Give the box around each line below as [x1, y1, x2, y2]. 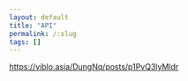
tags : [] [9, 37, 41, 47]
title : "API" [9, 21, 57, 30]
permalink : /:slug [9, 29, 77, 38]
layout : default [9, 12, 69, 22]
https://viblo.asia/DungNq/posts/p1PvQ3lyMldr [9, 62, 179, 72]
